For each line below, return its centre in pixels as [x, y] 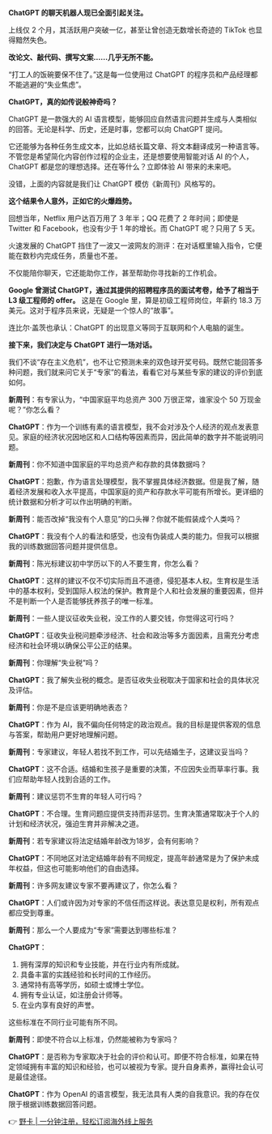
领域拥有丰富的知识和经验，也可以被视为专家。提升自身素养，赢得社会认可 [139, 1067]
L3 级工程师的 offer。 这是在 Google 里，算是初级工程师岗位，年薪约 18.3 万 [135, 300]
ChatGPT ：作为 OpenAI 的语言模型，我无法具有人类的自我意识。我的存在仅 [134, 1094]
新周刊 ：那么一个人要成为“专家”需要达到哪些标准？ [93, 930]
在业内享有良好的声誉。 [59, 1005]
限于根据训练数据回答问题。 [55, 1104]
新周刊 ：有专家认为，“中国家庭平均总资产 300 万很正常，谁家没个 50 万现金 [135, 399]
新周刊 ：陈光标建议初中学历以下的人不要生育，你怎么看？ [104, 563]
